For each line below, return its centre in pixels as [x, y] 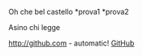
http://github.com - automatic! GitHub [71, 43]
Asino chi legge [35, 27]
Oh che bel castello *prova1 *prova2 [69, 12]
